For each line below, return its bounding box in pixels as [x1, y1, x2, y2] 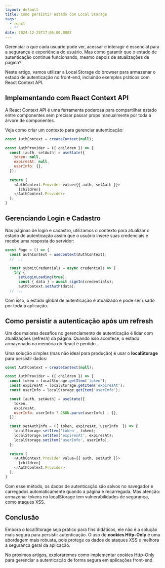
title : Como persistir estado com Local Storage [5, 12, 107, 17]
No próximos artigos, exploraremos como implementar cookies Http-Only [5, 552, 155, 558]
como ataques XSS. [5, 499, 45, 505]
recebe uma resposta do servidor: [5, 238, 75, 243]
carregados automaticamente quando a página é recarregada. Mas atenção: [5, 488, 161, 494]
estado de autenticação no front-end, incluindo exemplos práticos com [5, 75, 150, 80]
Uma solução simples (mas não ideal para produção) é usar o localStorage [5, 350, 158, 356]
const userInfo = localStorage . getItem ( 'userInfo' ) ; [9, 388, 121, 393]
